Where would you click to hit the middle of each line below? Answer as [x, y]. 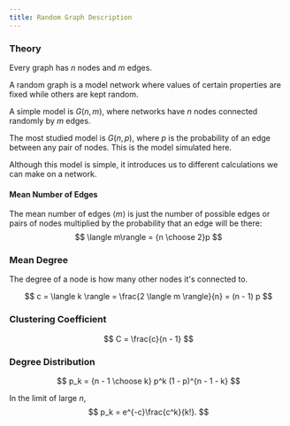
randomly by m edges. [50, 120]
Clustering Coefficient [58, 320]
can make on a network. [53, 174]
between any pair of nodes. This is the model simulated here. [121, 147]
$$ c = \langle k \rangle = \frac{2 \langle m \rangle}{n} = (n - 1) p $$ [149, 297]
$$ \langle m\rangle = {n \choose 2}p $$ [149, 237]
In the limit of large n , [48, 399]
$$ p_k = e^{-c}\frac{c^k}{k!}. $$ [149, 412]
